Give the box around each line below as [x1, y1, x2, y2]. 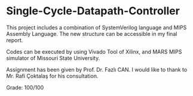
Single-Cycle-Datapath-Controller [6, 4, 180, 18]
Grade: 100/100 [6, 83, 44, 91]
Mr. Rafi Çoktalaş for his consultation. [6, 72, 99, 79]
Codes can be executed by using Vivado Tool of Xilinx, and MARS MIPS [6, 48, 182, 55]
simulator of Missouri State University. [6, 54, 100, 61]
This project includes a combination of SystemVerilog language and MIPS [6, 24, 187, 31]
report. [6, 36, 23, 44]
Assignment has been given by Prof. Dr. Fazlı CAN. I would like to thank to [6, 66, 188, 73]
